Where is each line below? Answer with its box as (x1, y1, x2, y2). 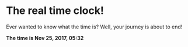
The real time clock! (6, 4, 104, 17)
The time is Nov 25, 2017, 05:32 (6, 34, 84, 41)
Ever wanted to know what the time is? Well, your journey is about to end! (6, 23, 183, 30)
